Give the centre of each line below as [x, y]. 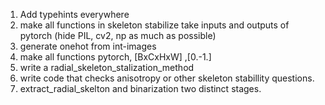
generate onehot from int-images [88, 46]
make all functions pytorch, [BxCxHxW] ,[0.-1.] [115, 57]
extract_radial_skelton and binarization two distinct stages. [140, 88]
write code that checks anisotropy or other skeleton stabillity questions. [167, 78]
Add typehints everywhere [74, 14]
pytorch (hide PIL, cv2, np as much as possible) [118, 35]
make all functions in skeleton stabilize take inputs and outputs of [154, 25]
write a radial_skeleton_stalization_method [107, 67]
